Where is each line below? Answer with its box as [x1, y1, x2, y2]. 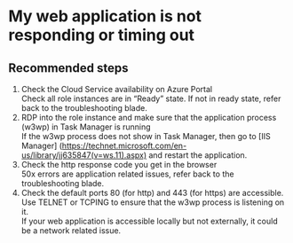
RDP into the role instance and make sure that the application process [20, 113, 277, 122]
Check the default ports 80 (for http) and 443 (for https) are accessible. [20, 188, 284, 198]
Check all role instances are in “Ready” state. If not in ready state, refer [20, 93, 281, 104]
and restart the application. [148, 150, 248, 161]
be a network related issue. [20, 225, 122, 236]
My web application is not [8, 6, 202, 27]
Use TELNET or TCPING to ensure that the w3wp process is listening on [20, 197, 285, 208]
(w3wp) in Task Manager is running [20, 121, 152, 132]
